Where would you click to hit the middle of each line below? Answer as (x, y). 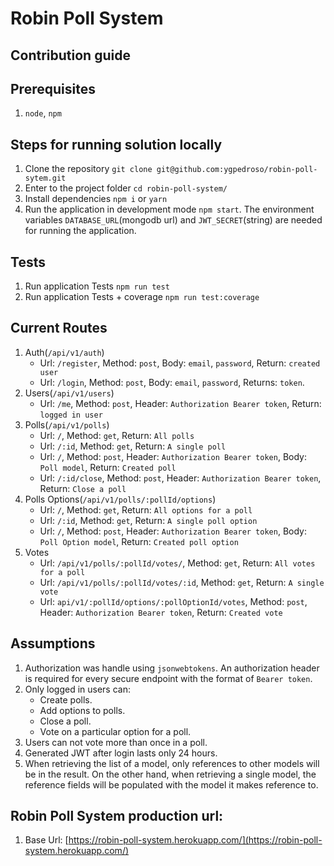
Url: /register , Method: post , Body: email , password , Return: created (180, 363)
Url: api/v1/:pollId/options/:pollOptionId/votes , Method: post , (173, 601)
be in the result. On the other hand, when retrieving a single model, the (170, 774)
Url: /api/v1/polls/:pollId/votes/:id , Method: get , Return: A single (182, 582)
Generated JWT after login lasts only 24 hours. (121, 753)
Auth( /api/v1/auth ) (64, 352)
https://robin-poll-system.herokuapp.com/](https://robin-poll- (195, 840)
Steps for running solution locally (116, 144)
